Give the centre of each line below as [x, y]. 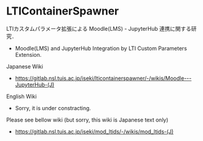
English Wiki [22, 96]
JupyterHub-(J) [35, 84]
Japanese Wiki [25, 66]
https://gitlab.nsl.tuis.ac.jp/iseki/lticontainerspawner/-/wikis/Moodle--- [103, 78]
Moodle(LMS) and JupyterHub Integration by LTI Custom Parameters [101, 48]
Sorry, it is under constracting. [53, 108]
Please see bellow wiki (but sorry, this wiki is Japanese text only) [87, 120]
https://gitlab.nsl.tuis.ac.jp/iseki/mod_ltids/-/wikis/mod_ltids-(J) [94, 131]
